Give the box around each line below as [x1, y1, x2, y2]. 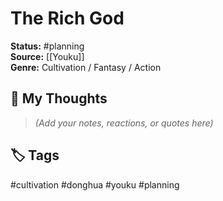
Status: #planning [10, 40, 85, 52]
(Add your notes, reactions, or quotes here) [34, 117, 214, 129]
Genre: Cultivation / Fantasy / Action [10, 61, 162, 73]
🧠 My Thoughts [10, 90, 108, 107]
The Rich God [10, 7, 125, 30]
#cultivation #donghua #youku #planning [10, 178, 180, 191]
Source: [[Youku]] [10, 50, 85, 62]
